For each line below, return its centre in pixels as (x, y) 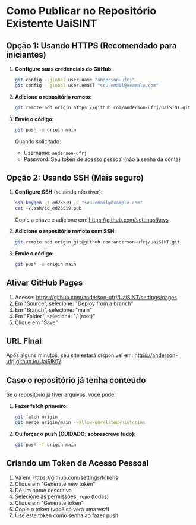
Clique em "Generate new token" (55, 484)
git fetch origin (36, 417)
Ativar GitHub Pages (45, 283)
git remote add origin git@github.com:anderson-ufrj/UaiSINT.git (97, 242)
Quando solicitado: (38, 141)
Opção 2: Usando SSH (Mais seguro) (75, 177)
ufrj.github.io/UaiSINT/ (34, 362)
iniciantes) (26, 55)
